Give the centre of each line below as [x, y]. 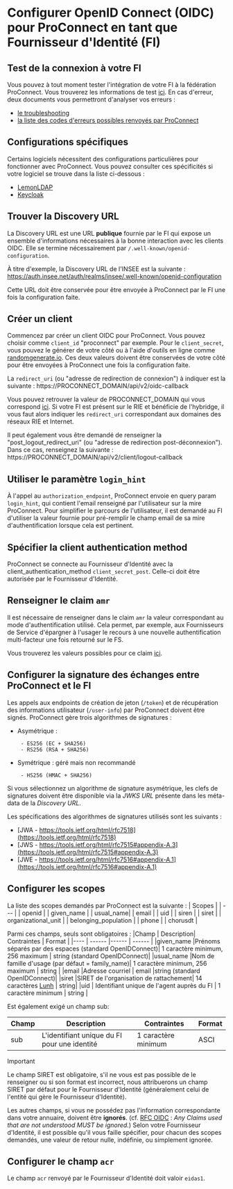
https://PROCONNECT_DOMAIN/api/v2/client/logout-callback [95, 458]
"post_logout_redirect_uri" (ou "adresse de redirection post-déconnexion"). [115, 442]
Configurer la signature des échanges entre [103, 675]
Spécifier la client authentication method [97, 547]
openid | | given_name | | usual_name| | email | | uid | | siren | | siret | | [122, 913]
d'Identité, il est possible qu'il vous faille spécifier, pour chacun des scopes [114, 1132]
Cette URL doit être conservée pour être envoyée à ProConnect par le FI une [116, 289]
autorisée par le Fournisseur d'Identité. [62, 579]
